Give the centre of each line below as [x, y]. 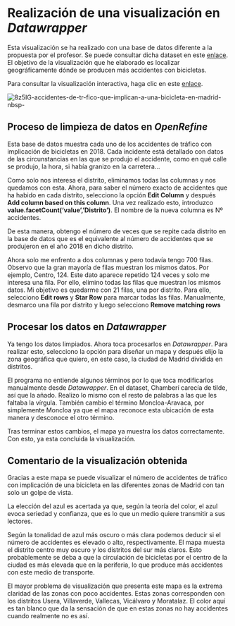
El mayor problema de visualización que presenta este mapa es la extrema [115, 586]
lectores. [20, 521]
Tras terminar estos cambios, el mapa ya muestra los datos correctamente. [116, 431]
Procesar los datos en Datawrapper [87, 327]
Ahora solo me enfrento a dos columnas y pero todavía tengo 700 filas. [110, 259]
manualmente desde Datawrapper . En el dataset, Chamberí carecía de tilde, [117, 387]
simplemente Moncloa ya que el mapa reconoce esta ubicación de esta [111, 410]
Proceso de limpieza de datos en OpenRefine [108, 127]
